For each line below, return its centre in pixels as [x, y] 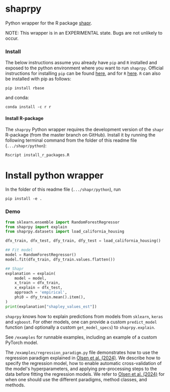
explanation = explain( [31, 273]
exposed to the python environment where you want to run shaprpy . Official [84, 68]
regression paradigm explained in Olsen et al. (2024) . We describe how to [83, 358]
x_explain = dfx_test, [39, 288]
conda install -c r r [28, 107]
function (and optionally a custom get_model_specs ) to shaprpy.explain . [80, 327]
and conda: [17, 98]
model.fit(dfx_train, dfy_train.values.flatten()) [60, 259]
